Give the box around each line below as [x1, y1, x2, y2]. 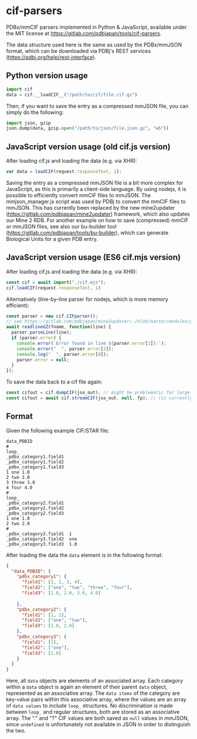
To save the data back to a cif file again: [6, 378, 103, 385]
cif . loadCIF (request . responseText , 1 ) [6, 285, 101, 291]
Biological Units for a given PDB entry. [6, 235, 98, 242]
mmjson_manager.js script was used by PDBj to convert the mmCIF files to [6, 198, 186, 205]
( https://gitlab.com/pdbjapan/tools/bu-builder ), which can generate [6, 229, 169, 236]
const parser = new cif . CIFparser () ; [6, 313, 98, 319]
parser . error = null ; [16, 357, 69, 362]
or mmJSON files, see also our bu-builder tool [6, 223, 117, 230]
